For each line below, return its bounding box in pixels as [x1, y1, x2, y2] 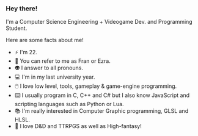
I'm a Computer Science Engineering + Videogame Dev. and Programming [5, 18, 193, 26]
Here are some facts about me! [5, 37, 84, 44]
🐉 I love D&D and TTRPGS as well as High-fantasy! [14, 123, 142, 130]
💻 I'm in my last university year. [14, 73, 95, 81]
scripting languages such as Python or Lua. [14, 101, 124, 108]
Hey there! [5, 4, 38, 13]
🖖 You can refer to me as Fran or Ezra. [14, 57, 111, 65]
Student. [5, 24, 28, 32]
